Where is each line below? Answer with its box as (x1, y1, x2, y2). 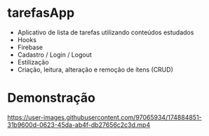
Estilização (17, 57, 49, 66)
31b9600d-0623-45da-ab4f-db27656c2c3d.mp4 (7, 121, 151, 129)
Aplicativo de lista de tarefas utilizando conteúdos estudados (17, 28, 194, 36)
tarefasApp (7, 5, 75, 21)
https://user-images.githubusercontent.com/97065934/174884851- (7, 113, 202, 121)
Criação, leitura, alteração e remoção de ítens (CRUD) (17, 65, 173, 74)
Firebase (17, 43, 43, 51)
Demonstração (7, 90, 96, 106)
